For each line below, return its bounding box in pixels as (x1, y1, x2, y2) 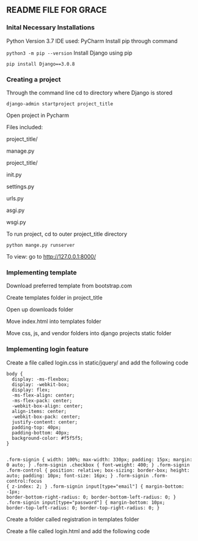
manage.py (6, 147, 35, 154)
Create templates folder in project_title (6, 294, 103, 301)
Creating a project (6, 75, 61, 83)
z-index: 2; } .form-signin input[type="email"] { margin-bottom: (12, 483, 185, 490)
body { (6, 371, 23, 377)
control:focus (6, 478, 43, 484)
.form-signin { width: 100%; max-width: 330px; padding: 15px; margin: (6, 456, 193, 463)
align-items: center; (12, 408, 67, 414)
